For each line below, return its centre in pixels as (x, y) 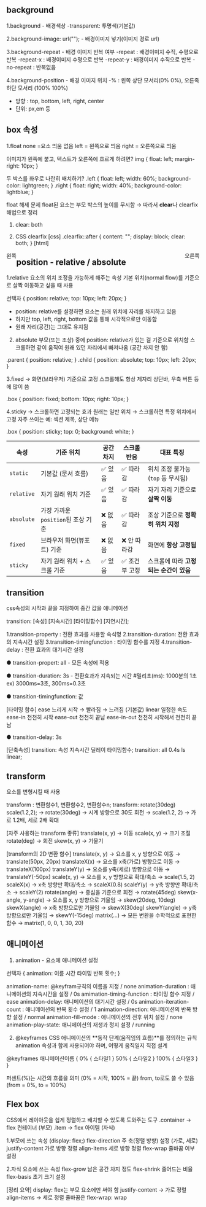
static (19, 473)
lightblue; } (20, 192)
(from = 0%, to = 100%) (36, 1085)
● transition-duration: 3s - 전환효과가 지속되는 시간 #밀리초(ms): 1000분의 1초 (102, 676)
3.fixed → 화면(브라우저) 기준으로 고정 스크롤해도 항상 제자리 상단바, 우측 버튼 (100, 379)
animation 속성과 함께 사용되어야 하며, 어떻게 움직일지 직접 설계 (91, 1045)
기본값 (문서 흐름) (65, 474)
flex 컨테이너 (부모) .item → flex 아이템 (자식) (61, 1127)
